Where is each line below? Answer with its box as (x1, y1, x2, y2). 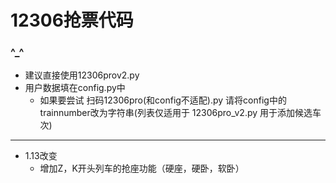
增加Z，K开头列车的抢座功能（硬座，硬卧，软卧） (39, 162, 245, 175)
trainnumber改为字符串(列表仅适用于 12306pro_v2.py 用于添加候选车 (39, 107, 322, 119)
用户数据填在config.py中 (24, 82, 126, 94)
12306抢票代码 (10, 9, 134, 32)
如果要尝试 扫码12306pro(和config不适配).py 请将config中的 (39, 94, 287, 106)
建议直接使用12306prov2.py (24, 69, 140, 81)
